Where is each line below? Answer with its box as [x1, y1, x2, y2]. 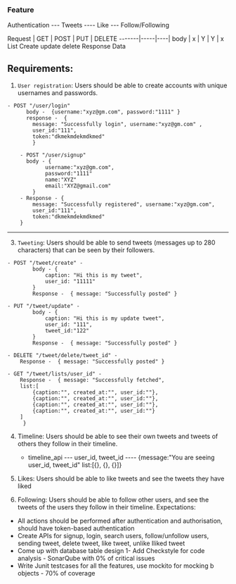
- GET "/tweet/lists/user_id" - [7, 371, 102, 378]
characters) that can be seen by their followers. [17, 246, 155, 254]
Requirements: [7, 62, 74, 75]
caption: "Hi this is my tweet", [44, 272, 143, 279]
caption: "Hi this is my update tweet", [44, 315, 165, 322]
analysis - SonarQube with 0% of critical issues [17, 554, 155, 563]
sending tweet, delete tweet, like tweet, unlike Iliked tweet [17, 539, 185, 547]
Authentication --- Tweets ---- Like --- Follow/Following [7, 21, 170, 30]
